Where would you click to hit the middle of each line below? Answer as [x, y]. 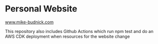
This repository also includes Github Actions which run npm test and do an [79, 31]
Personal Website [41, 9]
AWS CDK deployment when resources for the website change [67, 36]
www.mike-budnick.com [29, 22]
